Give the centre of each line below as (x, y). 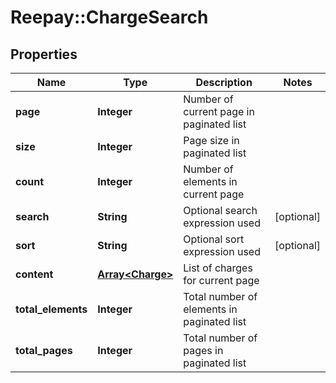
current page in (219, 111)
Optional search (220, 210)
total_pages (44, 350)
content (34, 274)
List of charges (218, 268)
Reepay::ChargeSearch (109, 17)
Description (224, 82)
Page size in (211, 140)
